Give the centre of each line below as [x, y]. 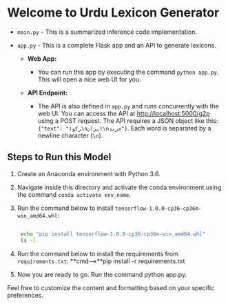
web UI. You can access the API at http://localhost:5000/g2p [124, 113]
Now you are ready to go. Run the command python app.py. [102, 274]
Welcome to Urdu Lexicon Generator [113, 13]
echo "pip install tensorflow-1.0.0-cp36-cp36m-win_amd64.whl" [113, 234]
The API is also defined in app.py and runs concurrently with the [128, 106]
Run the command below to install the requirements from [98, 254]
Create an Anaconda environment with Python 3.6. [89, 173]
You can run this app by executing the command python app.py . [128, 72]
